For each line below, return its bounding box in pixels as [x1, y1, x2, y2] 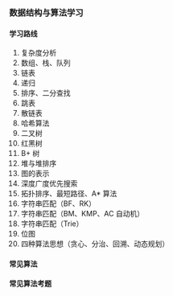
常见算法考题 [9, 279, 51, 289]
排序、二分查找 [20, 88, 71, 98]
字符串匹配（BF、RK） [20, 199, 96, 208]
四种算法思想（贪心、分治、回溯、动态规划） [20, 239, 170, 249]
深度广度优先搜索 [20, 179, 78, 188]
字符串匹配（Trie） [20, 219, 84, 228]
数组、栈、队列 [20, 58, 71, 68]
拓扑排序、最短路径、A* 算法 [20, 189, 117, 199]
